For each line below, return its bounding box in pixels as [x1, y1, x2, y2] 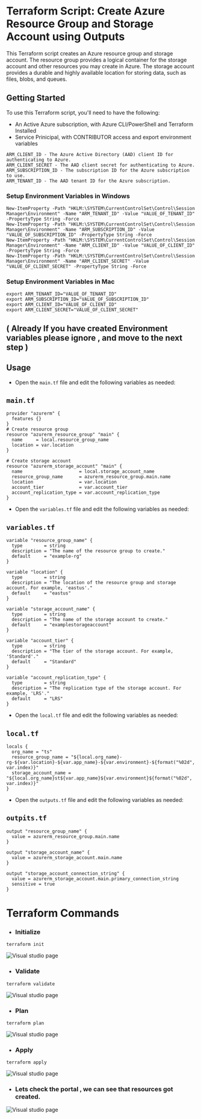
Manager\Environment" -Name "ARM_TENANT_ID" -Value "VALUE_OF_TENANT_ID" [6, 211, 196, 217]
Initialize [14, 927, 41, 936]
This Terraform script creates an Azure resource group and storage [6, 49, 173, 57]
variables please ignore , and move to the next [6, 333, 182, 343]
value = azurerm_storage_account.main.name [11, 854, 122, 860]
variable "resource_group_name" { [6, 538, 93, 544]
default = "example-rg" [11, 553, 82, 559]
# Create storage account [6, 458, 71, 464]
